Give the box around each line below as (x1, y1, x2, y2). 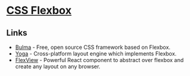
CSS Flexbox (6, 4, 72, 17)
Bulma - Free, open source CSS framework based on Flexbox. (15, 43, 171, 51)
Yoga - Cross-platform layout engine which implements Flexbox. (15, 50, 177, 57)
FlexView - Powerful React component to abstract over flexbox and (15, 57, 184, 63)
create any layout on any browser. (15, 63, 100, 70)
